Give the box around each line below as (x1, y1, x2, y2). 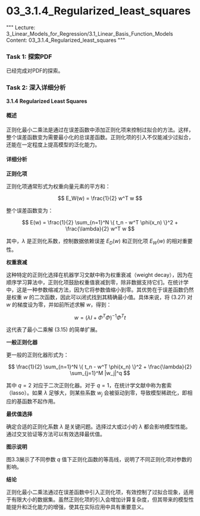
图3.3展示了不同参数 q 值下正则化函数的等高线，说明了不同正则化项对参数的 (6, 456, 192, 463)
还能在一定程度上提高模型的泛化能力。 (6, 141, 100, 148)
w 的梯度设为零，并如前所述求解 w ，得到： (6, 301, 112, 308)
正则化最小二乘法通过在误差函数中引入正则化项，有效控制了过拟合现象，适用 (6, 489, 194, 496)
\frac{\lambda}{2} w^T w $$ (65, 225, 135, 232)
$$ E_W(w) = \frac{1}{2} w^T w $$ (57, 195, 143, 202)
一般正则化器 (6, 339, 37, 346)
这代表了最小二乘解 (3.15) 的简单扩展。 (6, 326, 101, 333)
